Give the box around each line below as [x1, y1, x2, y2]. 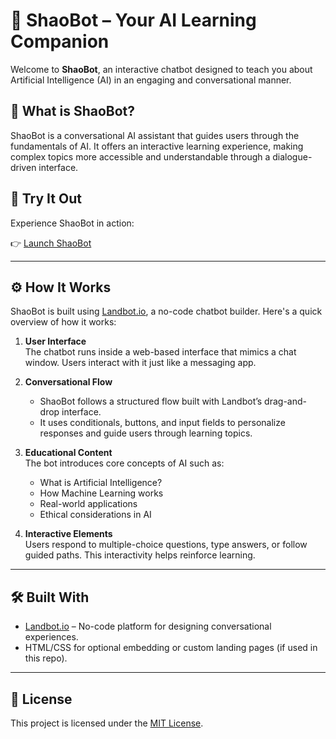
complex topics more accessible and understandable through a [10, 150, 271, 163]
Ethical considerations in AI [39, 509, 152, 521]
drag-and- [264, 395, 307, 408]
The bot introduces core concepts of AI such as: [24, 457, 225, 469]
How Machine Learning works [39, 487, 164, 499]
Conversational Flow [24, 376, 113, 388]
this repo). [24, 652, 68, 664]
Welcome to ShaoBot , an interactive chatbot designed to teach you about [10, 63, 313, 75]
